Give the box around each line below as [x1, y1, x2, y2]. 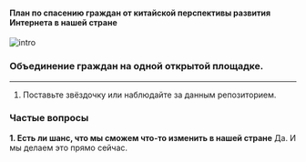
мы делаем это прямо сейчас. [9, 142, 128, 153]
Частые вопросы [9, 112, 89, 125]
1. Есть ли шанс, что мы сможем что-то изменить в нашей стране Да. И [9, 132, 297, 143]
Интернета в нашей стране [9, 16, 117, 27]
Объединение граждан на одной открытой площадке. [9, 60, 264, 73]
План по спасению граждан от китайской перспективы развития [9, 7, 271, 18]
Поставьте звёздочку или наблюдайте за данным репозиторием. [22, 89, 277, 100]
